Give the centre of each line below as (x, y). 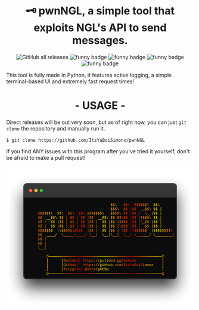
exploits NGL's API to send (100, 28)
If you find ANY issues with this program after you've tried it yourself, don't (98, 151)
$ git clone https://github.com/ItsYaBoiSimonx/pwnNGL (76, 140)
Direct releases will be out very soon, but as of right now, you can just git (97, 122)
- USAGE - (100, 106)
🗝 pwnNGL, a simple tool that (100, 11)
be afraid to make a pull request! (46, 157)
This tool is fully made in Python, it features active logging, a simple (89, 75)
